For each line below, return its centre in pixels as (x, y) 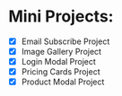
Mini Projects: (61, 17)
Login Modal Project (58, 62)
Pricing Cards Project (61, 72)
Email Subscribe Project (65, 41)
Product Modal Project (63, 82)
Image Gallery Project (61, 52)
